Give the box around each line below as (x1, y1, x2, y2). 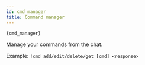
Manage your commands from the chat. (6, 41, 103, 48)
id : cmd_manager (6, 8, 46, 15)
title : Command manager (6, 14, 65, 20)
